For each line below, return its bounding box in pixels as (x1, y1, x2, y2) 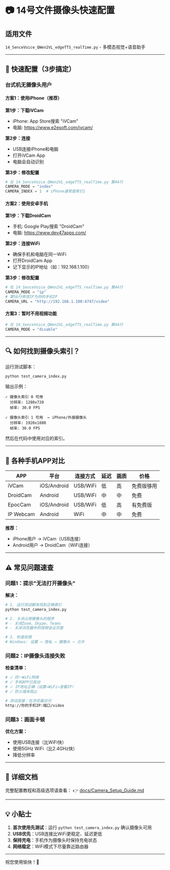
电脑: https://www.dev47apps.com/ (12, 230, 87, 236)
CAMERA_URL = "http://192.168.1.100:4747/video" (5, 299, 110, 304)
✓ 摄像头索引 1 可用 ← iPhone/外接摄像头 (5, 415, 87, 420)
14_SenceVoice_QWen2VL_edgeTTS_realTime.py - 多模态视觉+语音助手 (5, 44, 146, 50)
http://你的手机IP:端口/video (5, 703, 64, 708)
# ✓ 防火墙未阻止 (5, 689, 37, 695)
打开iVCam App (12, 152, 46, 158)
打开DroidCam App (12, 258, 53, 264)
